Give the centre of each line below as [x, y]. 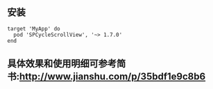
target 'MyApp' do [34, 29]
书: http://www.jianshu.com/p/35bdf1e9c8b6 [106, 77]
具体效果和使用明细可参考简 [67, 64]
